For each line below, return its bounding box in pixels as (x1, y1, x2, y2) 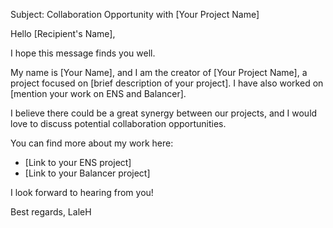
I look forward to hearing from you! (10, 187, 154, 198)
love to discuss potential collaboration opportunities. (10, 118, 227, 129)
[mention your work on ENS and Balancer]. (10, 88, 187, 99)
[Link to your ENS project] (24, 157, 132, 168)
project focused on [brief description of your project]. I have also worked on (10, 77, 324, 89)
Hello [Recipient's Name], (10, 28, 116, 39)
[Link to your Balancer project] (24, 167, 151, 179)
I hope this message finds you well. (10, 47, 156, 59)
